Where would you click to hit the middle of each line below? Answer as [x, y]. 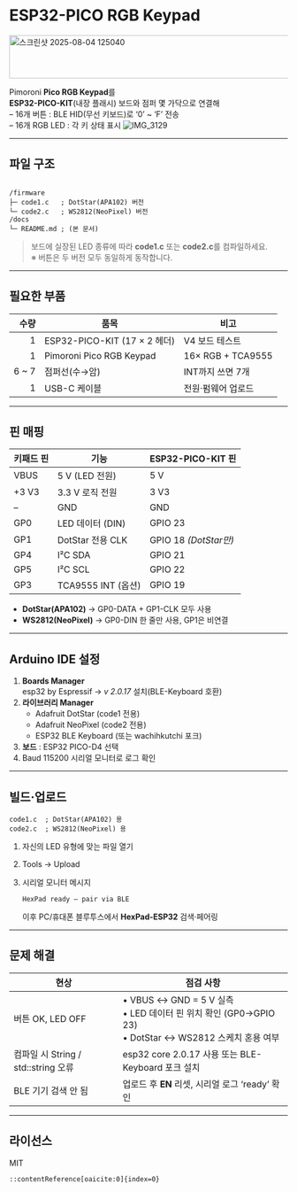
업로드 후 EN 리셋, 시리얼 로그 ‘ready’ [196, 1084]
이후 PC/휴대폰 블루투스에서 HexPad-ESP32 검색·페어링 [120, 917]
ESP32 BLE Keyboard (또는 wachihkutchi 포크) [118, 736]
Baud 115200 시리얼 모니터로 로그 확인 [89, 758]
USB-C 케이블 [72, 388]
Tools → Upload [51, 864]
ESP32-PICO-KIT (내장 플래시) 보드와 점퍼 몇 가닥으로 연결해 [114, 103]
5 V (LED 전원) [87, 476]
